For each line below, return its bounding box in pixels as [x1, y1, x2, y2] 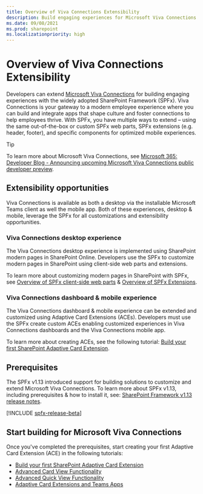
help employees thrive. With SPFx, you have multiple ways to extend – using [6, 116, 196, 124]
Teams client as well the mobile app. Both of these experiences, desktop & [6, 205, 193, 213]
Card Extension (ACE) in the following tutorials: [6, 450, 123, 457]
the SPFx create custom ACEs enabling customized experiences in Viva [6, 320, 185, 327]
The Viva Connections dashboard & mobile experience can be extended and [6, 307, 197, 315]
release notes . [6, 398, 42, 405]
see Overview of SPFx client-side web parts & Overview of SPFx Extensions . [6, 278, 198, 285]
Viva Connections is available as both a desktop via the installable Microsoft [6, 199, 196, 206]
